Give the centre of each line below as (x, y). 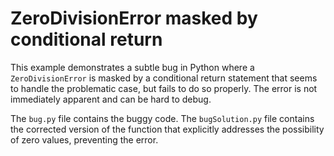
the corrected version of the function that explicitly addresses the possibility (167, 129)
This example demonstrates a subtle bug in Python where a (132, 67)
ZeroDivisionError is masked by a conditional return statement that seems (164, 78)
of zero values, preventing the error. (84, 139)
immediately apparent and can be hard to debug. (111, 99)
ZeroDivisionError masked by (134, 18)
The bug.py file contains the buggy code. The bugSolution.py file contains (162, 118)
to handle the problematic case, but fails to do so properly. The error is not (164, 88)
